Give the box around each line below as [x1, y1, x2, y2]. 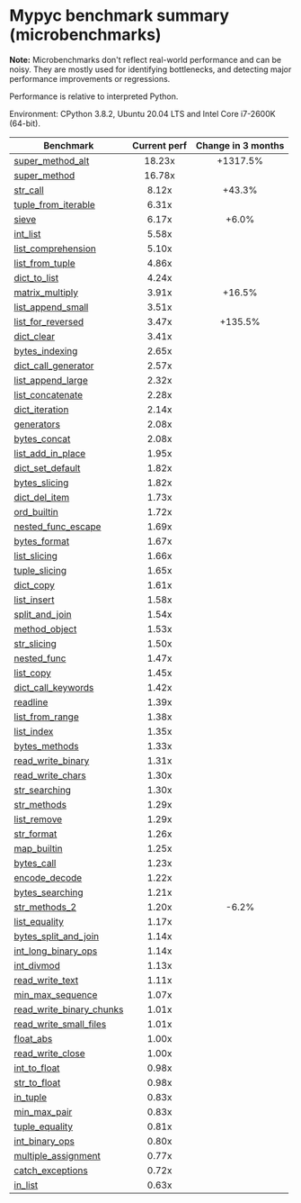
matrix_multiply [13, 285, 79, 298]
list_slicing [13, 549, 58, 562]
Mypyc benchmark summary [9, 5, 230, 26]
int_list [13, 227, 41, 240]
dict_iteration [13, 403, 69, 415]
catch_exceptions [13, 1163, 88, 1176]
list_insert [13, 593, 55, 606]
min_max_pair [13, 1105, 73, 1117]
